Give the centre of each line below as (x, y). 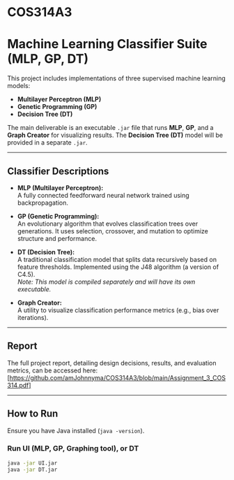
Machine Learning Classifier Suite (107, 44)
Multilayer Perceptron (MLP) (59, 99)
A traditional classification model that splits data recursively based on (117, 259)
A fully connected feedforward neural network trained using (103, 195)
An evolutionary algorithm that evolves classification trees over (108, 224)
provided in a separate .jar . (48, 143)
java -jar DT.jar (32, 470)
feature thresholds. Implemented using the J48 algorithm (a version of (118, 267)
